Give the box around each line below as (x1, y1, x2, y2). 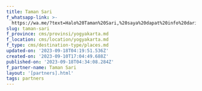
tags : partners (6, 75, 44, 81)
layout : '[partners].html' (6, 70, 74, 76)
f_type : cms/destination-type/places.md (6, 43, 109, 48)
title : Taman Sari (6, 8, 52, 15)
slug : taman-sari (6, 25, 50, 32)
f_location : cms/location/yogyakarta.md (6, 37, 109, 43)
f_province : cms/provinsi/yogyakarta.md (6, 31, 109, 37)
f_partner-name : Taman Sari (6, 64, 77, 71)
